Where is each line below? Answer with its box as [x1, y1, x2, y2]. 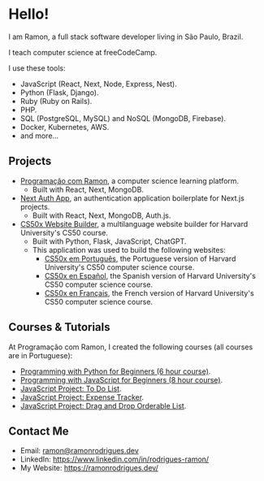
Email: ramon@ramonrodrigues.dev [19, 446, 140, 456]
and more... [19, 131, 59, 141]
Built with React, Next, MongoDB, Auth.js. [32, 210, 171, 220]
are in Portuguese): [8, 350, 73, 360]
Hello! [8, 5, 50, 24]
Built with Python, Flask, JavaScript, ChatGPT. [32, 236, 187, 246]
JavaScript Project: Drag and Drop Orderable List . [19, 401, 187, 410]
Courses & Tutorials [8, 320, 111, 334]
